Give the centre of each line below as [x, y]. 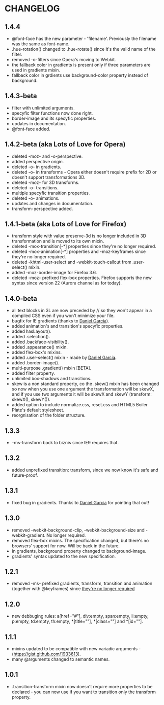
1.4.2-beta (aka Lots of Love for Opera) [65, 144]
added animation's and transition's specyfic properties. [68, 326]
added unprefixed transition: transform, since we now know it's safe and [85, 470]
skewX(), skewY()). [31, 399]
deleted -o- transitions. [35, 187]
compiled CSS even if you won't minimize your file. [63, 316]
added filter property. [33, 373]
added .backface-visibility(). [40, 342]
